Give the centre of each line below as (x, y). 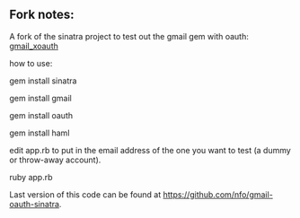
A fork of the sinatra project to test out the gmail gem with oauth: (129, 36)
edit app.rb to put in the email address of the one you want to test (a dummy (150, 150)
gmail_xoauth (34, 46)
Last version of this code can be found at (85, 194)
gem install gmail (40, 98)
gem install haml (40, 133)
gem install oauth (41, 115)
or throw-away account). (55, 160)
